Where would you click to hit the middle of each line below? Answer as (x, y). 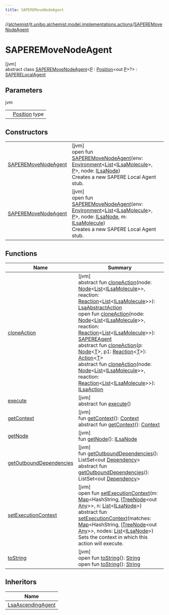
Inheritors (21, 582)
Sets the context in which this (113, 537)
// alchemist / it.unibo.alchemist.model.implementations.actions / (70, 24)
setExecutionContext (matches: (115, 518)
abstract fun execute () (105, 404)
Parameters (24, 90)
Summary (120, 267)
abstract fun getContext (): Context (119, 425)
